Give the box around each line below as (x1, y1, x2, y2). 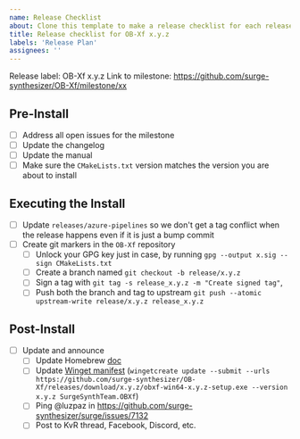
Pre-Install (9, 106, 70, 121)
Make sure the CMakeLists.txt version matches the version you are (21, 160, 270, 170)
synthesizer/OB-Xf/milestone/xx (9, 80, 128, 91)
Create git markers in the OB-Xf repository (21, 239, 176, 250)
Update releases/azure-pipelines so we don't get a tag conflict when (21, 219, 279, 230)
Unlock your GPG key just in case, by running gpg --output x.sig (35, 249, 277, 260)
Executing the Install (9, 195, 126, 211)
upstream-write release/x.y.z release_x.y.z (35, 297, 204, 306)
